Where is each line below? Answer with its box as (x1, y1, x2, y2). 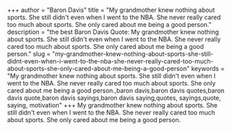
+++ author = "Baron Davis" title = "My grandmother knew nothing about (7, 6, 215, 14)
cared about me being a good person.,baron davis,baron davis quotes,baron (7, 86, 225, 94)
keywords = (191, 65, 225, 72)
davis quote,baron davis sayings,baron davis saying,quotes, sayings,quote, (7, 94, 221, 102)
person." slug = (7, 50, 51, 58)
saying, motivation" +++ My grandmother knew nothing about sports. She (7, 101, 218, 109)
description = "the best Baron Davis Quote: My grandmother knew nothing (7, 28, 219, 36)
